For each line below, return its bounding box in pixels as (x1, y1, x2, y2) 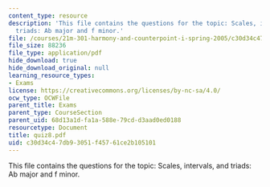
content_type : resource (8, 11, 88, 20)
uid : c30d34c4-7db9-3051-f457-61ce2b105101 (8, 138, 157, 147)
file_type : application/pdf (8, 49, 103, 57)
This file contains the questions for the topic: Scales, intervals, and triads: (8, 161, 252, 170)
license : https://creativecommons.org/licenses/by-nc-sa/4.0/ (8, 86, 221, 95)
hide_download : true (8, 57, 78, 65)
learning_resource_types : (8, 71, 95, 79)
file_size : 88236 (8, 42, 67, 50)
